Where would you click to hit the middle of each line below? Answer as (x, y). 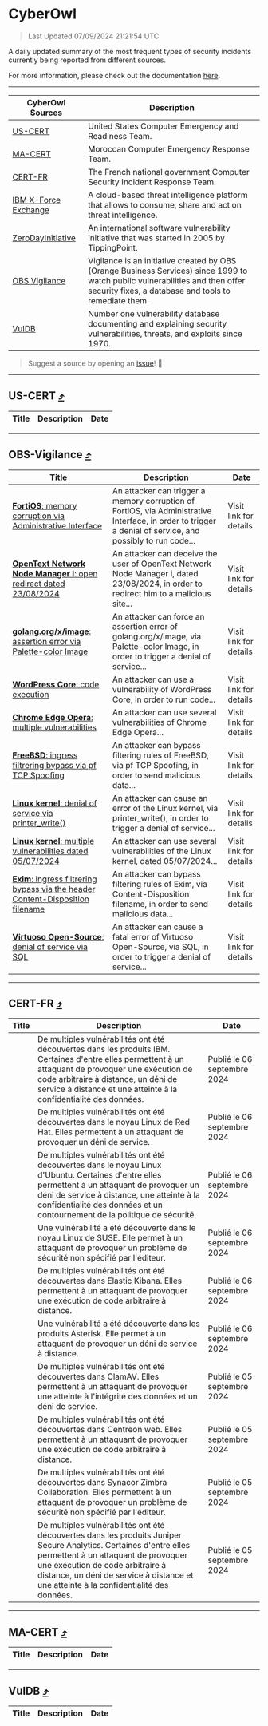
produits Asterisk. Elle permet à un (102, 1334)
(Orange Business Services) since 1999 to (167, 271)
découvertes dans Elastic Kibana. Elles (109, 1281)
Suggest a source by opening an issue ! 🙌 (95, 363)
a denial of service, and (156, 530)
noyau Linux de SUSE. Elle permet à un (110, 1238)
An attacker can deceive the (165, 553)
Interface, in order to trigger (164, 521)
